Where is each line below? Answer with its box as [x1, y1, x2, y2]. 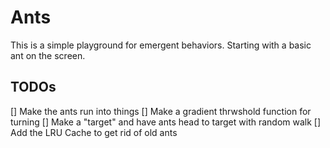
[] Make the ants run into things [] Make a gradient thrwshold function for [10, 105, 312, 117]
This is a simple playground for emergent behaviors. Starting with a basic [10, 39, 312, 51]
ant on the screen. [10, 49, 86, 61]
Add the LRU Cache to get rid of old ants [10, 126, 178, 138]
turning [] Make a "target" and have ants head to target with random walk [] [10, 116, 322, 128]
